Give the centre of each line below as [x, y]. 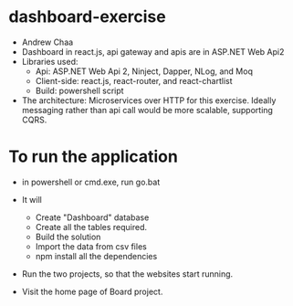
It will [31, 199]
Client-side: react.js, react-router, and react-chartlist [134, 80]
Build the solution [68, 237]
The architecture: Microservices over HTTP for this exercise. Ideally [149, 100]
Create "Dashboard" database [92, 217]
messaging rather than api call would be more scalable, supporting [147, 110]
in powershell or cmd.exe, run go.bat [91, 182]
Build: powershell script [79, 90]
